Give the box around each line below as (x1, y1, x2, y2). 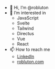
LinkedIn (17, 54, 35, 59)
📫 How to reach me (9, 46, 50, 52)
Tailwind (17, 25, 34, 31)
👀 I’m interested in (9, 10, 46, 16)
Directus (17, 31, 34, 36)
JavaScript (17, 15, 39, 21)
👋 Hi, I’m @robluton (9, 5, 49, 10)
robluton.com (17, 59, 44, 65)
